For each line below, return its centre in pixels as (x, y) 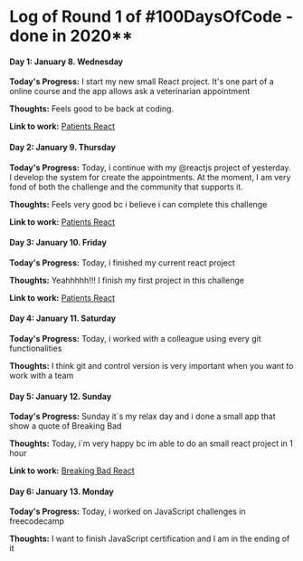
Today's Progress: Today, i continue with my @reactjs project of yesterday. (150, 167)
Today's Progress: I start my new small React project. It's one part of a (142, 82)
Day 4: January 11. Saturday (63, 318)
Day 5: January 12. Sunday (61, 396)
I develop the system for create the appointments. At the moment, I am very (150, 177)
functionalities (36, 348)
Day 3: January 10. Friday (58, 243)
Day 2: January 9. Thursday (62, 147)
